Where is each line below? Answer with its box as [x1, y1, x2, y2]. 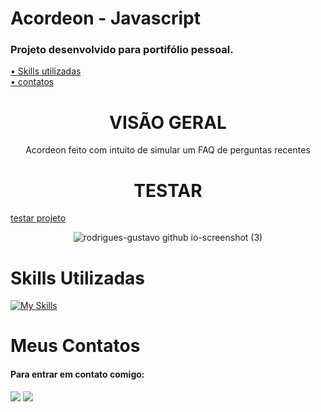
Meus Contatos [10, 335, 141, 357]
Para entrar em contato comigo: [10, 368, 145, 381]
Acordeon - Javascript [10, 7, 202, 30]
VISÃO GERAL [109, 111, 227, 134]
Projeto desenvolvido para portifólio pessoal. [10, 43, 234, 57]
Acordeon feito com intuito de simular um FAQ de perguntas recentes [25, 144, 311, 156]
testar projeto [10, 212, 67, 224]
